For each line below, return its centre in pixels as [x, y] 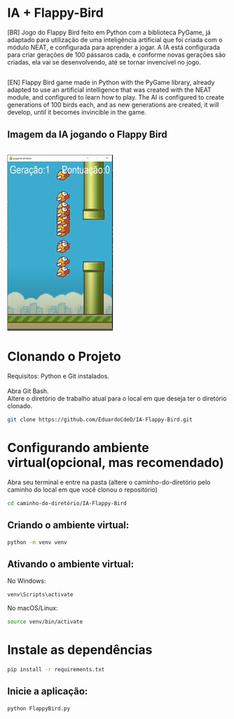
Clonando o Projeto [64, 357]
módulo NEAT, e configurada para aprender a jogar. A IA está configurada [114, 47]
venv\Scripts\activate [40, 595]
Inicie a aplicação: [48, 691]
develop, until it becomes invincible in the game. [77, 112]
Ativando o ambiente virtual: [71, 564]
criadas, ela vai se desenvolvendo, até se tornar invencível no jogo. [104, 62]
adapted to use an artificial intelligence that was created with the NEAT [109, 90]
